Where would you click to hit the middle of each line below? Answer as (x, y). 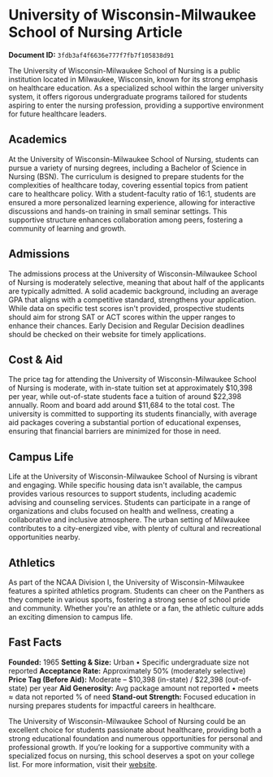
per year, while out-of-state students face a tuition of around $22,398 (125, 397)
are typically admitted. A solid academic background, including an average (133, 291)
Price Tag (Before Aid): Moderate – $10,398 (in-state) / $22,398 (116, 679)
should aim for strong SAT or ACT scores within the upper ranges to (122, 317)
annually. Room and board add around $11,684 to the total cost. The (122, 406)
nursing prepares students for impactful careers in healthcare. (113, 705)
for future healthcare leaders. (58, 114)
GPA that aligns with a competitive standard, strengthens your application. (132, 300)
